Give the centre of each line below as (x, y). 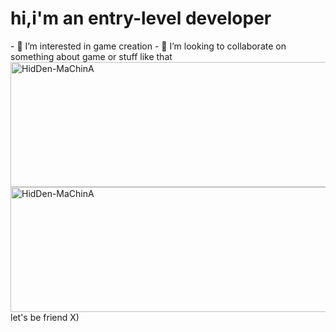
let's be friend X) (45, 317)
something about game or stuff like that (91, 56)
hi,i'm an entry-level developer (141, 18)
